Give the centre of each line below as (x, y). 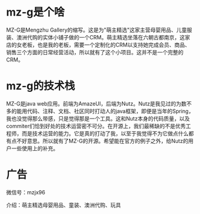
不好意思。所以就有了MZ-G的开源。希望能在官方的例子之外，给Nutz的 (102, 141)
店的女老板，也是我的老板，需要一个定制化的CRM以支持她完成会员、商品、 (98, 45)
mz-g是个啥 (35, 12)
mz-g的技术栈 (41, 86)
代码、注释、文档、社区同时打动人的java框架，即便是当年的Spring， (110, 111)
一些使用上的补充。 (35, 148)
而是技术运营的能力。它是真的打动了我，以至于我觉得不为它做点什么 (105, 133)
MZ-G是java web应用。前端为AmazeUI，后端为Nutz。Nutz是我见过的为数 (96, 103)
